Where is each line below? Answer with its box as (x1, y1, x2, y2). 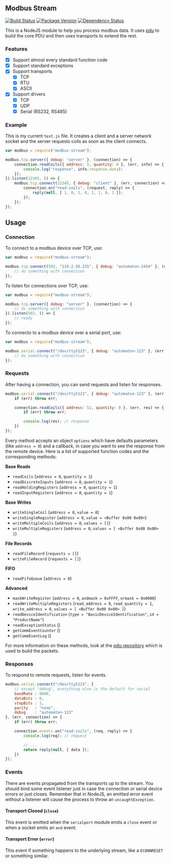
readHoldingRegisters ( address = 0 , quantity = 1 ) (12, 484, 117, 490)
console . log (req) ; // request (23, 733, 87, 738)
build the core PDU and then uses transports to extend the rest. (5, 32, 138, 39)
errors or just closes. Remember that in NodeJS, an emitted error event (5, 791, 153, 797)
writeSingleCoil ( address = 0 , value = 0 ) (12, 509, 100, 515)
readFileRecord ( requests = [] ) (12, 550, 79, 556)
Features (5, 45, 28, 52)
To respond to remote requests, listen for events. (5, 672, 107, 678)
